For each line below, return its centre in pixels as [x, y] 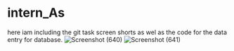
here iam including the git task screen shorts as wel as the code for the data [117, 32]
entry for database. [35, 39]
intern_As [36, 13]
